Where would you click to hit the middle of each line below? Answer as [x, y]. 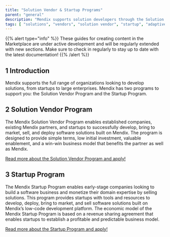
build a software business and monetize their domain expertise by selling [81, 192]
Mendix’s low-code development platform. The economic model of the [79, 208]
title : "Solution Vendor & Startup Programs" [54, 10]
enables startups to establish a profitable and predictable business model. [82, 219]
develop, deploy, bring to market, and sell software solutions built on [77, 203]
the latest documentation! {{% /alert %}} [47, 55]
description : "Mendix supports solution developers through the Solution [85, 19]
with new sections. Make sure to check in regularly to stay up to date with [82, 49]
